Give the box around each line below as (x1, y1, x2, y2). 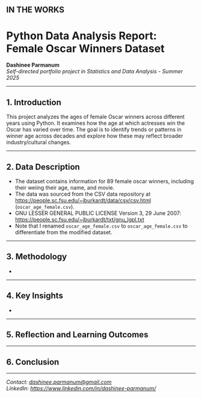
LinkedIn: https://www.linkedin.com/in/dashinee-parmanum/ (6, 385, 156, 392)
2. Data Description (6, 161, 80, 172)
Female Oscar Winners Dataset (6, 41, 165, 55)
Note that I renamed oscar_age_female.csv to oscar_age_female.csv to (14, 222, 188, 229)
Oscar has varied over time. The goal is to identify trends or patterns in (6, 126, 182, 133)
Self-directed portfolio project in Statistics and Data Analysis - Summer (6, 68, 183, 75)
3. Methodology (6, 252, 67, 262)
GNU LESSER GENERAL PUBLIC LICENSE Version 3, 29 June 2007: (14, 210, 182, 217)
